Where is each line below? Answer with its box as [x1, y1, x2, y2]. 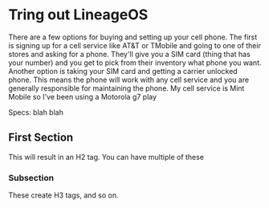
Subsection [8, 172, 55, 183]
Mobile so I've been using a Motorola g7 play [8, 92, 157, 101]
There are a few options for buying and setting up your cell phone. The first [8, 32, 258, 42]
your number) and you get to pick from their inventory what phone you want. [8, 58, 262, 67]
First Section [8, 131, 74, 145]
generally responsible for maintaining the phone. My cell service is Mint [8, 83, 245, 93]
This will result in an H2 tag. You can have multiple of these [8, 152, 205, 161]
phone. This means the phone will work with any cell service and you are [8, 75, 250, 84]
